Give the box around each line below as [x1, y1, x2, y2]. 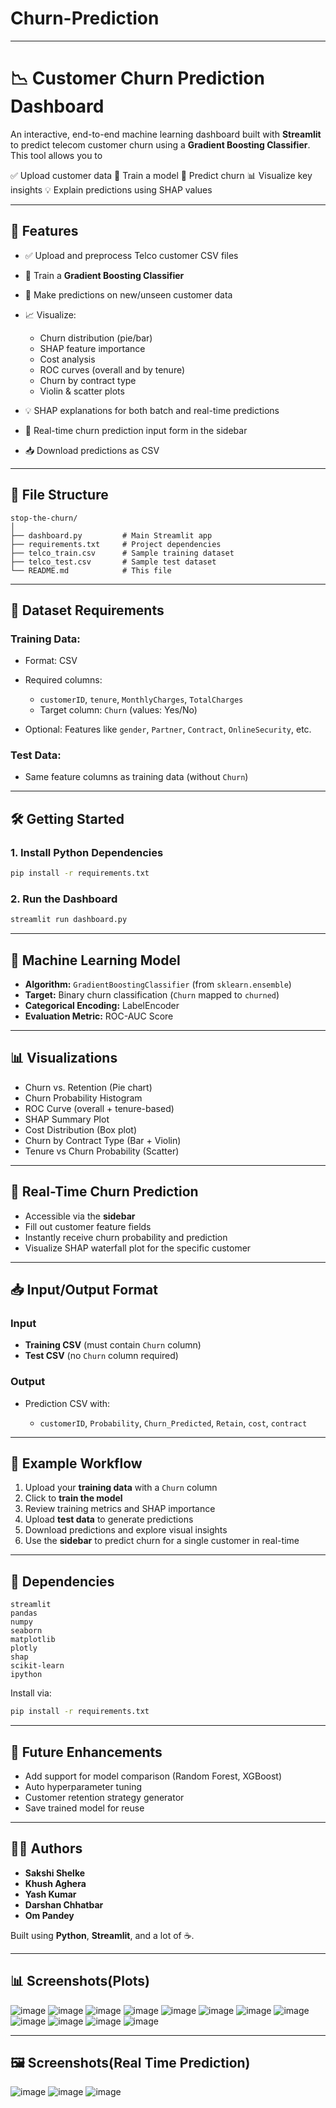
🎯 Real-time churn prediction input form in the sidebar [24, 424, 248, 436]
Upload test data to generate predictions [24, 1513, 194, 1526]
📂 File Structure [10, 487, 109, 504]
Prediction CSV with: [24, 1397, 111, 1409]
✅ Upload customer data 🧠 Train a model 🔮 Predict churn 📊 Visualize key [10, 169, 313, 181]
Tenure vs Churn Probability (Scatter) [24, 1145, 180, 1157]
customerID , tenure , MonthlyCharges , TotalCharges [39, 693, 244, 706]
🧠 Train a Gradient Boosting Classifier [24, 269, 185, 281]
